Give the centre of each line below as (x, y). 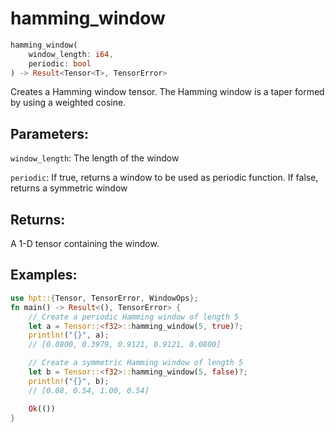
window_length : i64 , (71, 54)
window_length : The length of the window (95, 158)
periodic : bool (60, 63)
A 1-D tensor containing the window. (85, 244)
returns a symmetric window (69, 188)
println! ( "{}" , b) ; (69, 381)
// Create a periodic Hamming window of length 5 (134, 317)
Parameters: (49, 133)
